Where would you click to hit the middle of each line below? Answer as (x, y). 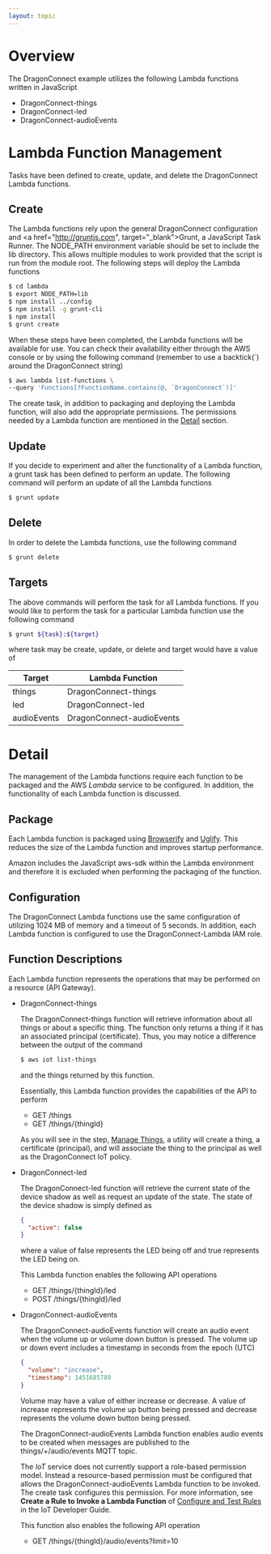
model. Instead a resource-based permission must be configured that (136, 1475)
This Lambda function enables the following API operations (119, 1275)
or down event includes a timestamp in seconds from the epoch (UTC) (137, 1348)
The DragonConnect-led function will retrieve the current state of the (135, 1188)
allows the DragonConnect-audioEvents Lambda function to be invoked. (140, 1484)
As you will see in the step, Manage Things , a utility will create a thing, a (140, 1139)
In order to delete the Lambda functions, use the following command (123, 542)
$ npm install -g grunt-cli (56, 309)
